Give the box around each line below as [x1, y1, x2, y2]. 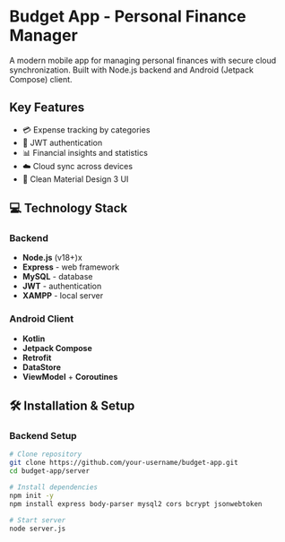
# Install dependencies [9, 483, 99, 492]
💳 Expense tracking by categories [22, 124, 151, 135]
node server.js [9, 524, 66, 533]
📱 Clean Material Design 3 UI [22, 173, 129, 185]
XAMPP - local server [22, 290, 104, 301]
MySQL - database [22, 271, 93, 282]
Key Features [9, 100, 85, 116]
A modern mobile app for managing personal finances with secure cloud [9, 55, 277, 65]
